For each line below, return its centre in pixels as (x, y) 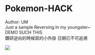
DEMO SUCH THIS (24, 32)
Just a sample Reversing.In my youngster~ (48, 27)
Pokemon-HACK (39, 9)
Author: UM (17, 22)
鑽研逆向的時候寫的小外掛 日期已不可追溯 (46, 38)
